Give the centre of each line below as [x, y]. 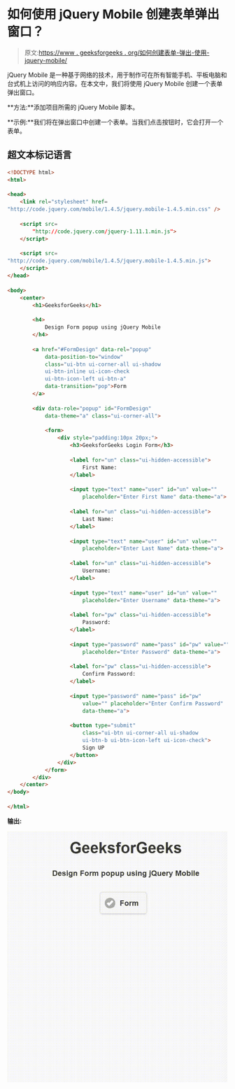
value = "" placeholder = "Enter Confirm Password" [153, 704]
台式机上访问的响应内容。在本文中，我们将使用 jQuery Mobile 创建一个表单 [115, 83]
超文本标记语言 [40, 155]
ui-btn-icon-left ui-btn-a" [86, 379]
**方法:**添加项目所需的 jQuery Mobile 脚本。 [73, 107]
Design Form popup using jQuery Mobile [102, 327]
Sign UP [93, 748]
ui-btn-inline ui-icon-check [87, 371]
